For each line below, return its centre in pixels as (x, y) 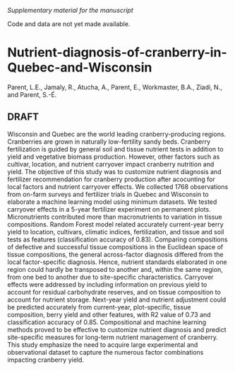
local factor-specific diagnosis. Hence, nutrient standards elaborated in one (117, 262)
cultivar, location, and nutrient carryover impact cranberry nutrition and (111, 164)
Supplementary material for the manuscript (71, 10)
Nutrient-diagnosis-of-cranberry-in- (117, 53)
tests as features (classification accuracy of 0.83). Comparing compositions (117, 239)
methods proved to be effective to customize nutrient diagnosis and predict (117, 329)
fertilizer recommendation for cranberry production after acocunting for (111, 179)
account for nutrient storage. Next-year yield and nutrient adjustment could (117, 299)
